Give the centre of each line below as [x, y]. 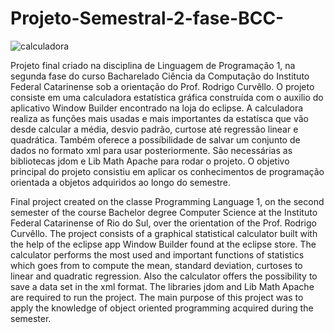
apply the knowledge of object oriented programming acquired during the [162, 308]
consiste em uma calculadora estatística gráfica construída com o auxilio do [167, 97]
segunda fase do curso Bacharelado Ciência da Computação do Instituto [160, 76]
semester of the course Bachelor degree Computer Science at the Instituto [164, 212]
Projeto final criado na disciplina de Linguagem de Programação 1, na [153, 65]
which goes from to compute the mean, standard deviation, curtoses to [156, 265]
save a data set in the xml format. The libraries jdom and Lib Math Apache [162, 286]
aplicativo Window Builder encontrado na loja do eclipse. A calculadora [157, 108]
